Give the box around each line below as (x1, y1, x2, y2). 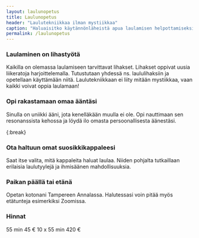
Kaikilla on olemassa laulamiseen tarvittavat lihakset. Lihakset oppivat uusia (6, 63, 191, 71)
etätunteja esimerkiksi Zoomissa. (6, 198, 86, 205)
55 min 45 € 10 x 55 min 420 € (6, 226, 81, 233)
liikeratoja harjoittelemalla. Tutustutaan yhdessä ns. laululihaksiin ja (6, 70, 169, 77)
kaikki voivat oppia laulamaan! (6, 82, 79, 89)
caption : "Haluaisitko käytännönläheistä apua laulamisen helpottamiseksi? (6, 25, 197, 31)
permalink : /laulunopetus (6, 31, 70, 37)
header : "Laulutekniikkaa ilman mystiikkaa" (6, 20, 118, 25)
